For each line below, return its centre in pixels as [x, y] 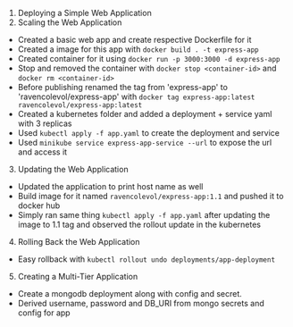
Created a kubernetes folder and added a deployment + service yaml [145, 114]
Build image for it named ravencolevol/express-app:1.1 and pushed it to [151, 196]
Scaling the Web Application [70, 22]
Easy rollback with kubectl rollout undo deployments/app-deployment [146, 259]
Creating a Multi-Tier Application [78, 277]
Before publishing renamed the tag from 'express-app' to [122, 87]
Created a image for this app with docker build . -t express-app [138, 49]
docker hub [39, 205]
